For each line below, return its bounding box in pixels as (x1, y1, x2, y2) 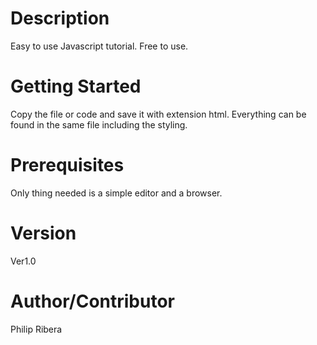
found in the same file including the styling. (10, 118, 188, 131)
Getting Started (10, 75, 142, 98)
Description (10, 7, 110, 30)
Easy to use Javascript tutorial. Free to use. (10, 40, 189, 52)
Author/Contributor (10, 290, 175, 312)
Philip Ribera (10, 323, 63, 335)
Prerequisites (10, 154, 125, 177)
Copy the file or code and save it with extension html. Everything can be (10, 108, 307, 120)
